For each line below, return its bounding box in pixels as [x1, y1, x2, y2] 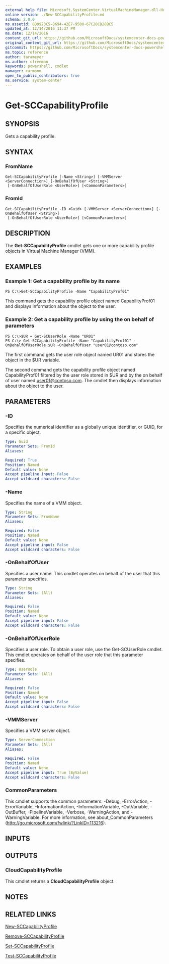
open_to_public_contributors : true [5, 73, 80, 78]
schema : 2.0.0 [5, 17, 35, 22]
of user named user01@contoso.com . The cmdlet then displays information [5, 377, 161, 383]
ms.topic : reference [5, 50, 49, 55]
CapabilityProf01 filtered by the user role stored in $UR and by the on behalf [5, 372, 162, 378]
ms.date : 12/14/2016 [5, 31, 49, 36]
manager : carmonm [5, 69, 42, 74]
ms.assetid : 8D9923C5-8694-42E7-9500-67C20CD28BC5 [5, 21, 114, 27]
